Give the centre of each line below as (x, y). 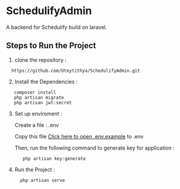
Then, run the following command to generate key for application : (94, 148)
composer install (35, 92)
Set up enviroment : (38, 114)
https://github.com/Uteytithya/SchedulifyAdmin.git (76, 71)
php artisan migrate (39, 97)
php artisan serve (43, 180)
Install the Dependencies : (46, 81)
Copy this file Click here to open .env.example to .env (79, 136)
